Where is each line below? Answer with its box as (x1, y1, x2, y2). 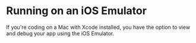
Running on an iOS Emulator (6, 4, 147, 18)
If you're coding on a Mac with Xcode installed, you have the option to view (6, 24, 191, 31)
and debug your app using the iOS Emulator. (6, 29, 115, 37)
